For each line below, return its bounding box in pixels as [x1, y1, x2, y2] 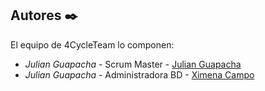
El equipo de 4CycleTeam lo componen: [10, 38, 175, 51]
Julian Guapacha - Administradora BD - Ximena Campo [24, 68, 255, 81]
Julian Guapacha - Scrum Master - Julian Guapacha [24, 58, 242, 70]
